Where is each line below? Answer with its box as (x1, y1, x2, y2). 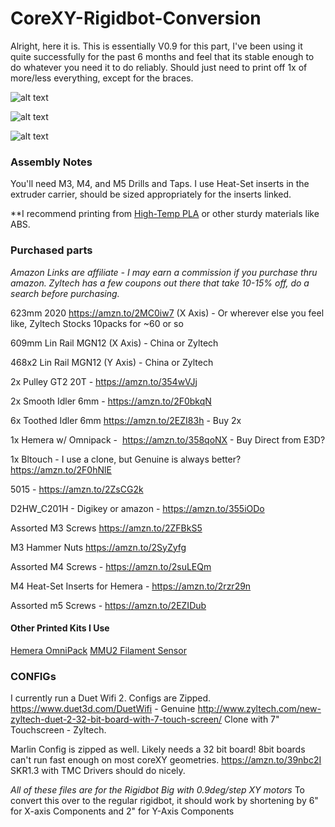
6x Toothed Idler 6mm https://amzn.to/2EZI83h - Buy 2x (10, 414, 242, 426)
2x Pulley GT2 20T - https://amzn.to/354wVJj (10, 375, 198, 387)
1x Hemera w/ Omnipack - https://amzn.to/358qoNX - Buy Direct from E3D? (10, 433, 326, 446)
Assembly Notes (10, 155, 93, 169)
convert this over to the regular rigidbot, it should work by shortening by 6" (10, 795, 319, 807)
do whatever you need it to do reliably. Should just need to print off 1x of (10, 61, 308, 73)
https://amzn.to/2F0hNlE (10, 463, 112, 476)
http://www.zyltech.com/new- (197, 703, 322, 715)
